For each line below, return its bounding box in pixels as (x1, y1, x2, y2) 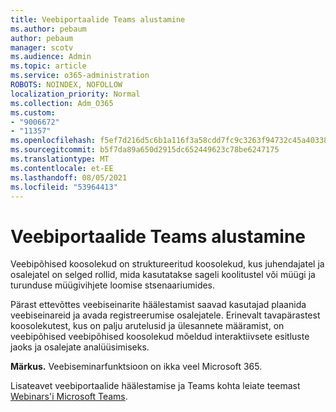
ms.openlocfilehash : (10, 136, 97, 146)
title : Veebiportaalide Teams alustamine (10, 14, 186, 25)
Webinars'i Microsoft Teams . (10, 391, 128, 403)
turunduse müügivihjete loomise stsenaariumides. (10, 279, 216, 291)
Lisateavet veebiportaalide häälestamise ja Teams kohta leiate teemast (10, 380, 301, 392)
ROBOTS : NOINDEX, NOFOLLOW (10, 80, 123, 90)
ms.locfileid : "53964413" (10, 182, 118, 192)
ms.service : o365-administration (10, 71, 150, 81)
